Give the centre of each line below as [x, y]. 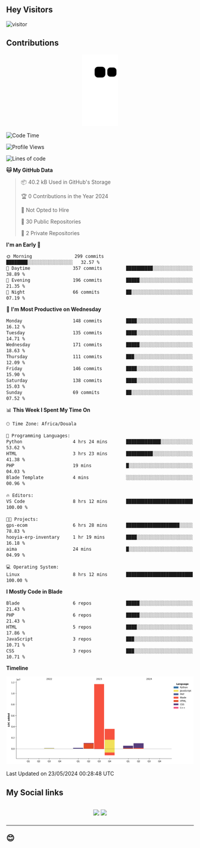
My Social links [35, 792]
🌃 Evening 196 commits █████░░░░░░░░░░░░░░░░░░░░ [100, 280]
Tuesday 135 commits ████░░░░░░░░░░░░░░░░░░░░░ [100, 333]
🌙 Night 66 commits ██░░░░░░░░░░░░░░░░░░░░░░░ [100, 292]
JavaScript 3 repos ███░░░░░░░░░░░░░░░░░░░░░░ [100, 639]
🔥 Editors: [20, 495]
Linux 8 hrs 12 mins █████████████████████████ [100, 574]
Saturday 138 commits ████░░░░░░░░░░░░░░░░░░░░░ [100, 380]
